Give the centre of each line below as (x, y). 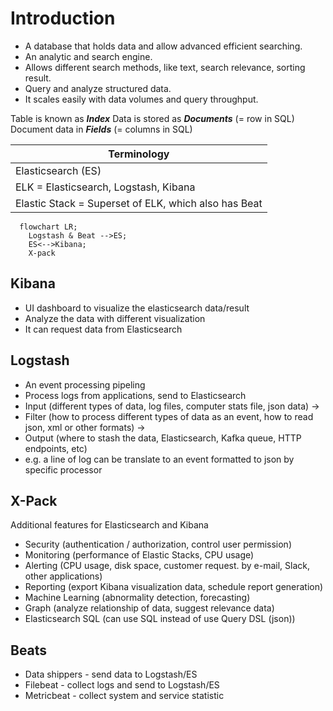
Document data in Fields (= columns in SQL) (101, 129)
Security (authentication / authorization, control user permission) (158, 544)
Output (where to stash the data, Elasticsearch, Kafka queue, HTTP (163, 438)
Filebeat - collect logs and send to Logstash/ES (122, 685)
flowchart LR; (48, 227)
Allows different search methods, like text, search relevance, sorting (165, 67)
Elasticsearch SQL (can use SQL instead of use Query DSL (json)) (160, 619)
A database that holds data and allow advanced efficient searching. (163, 46)
